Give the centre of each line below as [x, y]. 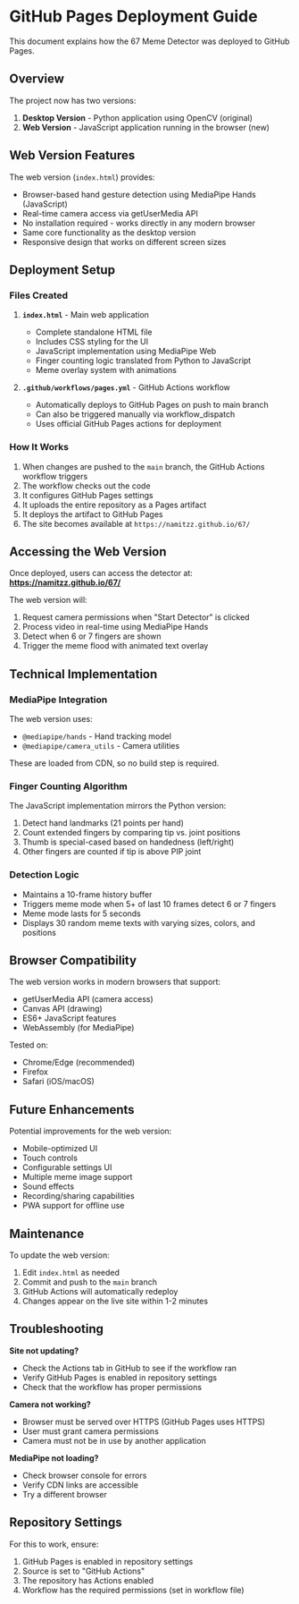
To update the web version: [59, 1255]
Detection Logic [44, 875]
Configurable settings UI [67, 1167]
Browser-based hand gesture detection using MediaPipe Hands [139, 194]
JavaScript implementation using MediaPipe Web [126, 352]
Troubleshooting [57, 1329]
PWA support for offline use [73, 1206]
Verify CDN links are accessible [80, 1485]
